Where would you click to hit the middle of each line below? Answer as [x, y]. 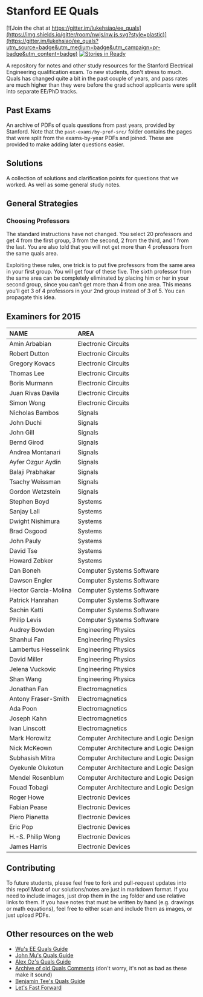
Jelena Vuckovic [33, 669]
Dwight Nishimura [35, 521]
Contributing [31, 868]
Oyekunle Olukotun [37, 768]
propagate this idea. [31, 297]
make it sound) [34, 975]
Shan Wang [26, 679]
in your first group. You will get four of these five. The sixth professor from [99, 272]
